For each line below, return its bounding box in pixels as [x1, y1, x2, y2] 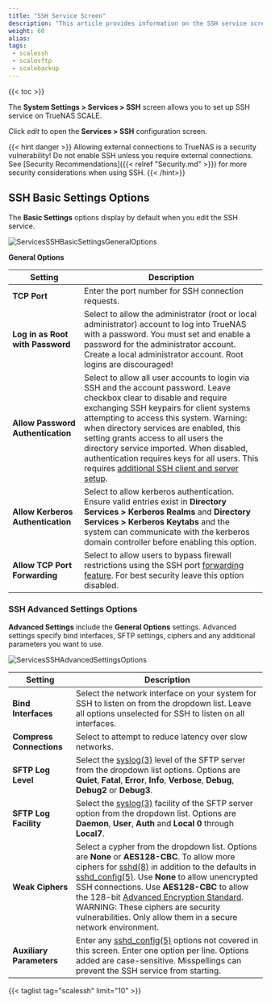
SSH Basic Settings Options [8, 191, 150, 205]
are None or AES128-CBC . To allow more [75, 850, 236, 862]
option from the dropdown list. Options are [75, 808, 236, 819]
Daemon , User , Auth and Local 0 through [75, 817, 234, 829]
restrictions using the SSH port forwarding [84, 559, 244, 570]
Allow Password [12, 417, 76, 428]
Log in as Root [12, 328, 69, 340]
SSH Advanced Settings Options [8, 604, 138, 615]
